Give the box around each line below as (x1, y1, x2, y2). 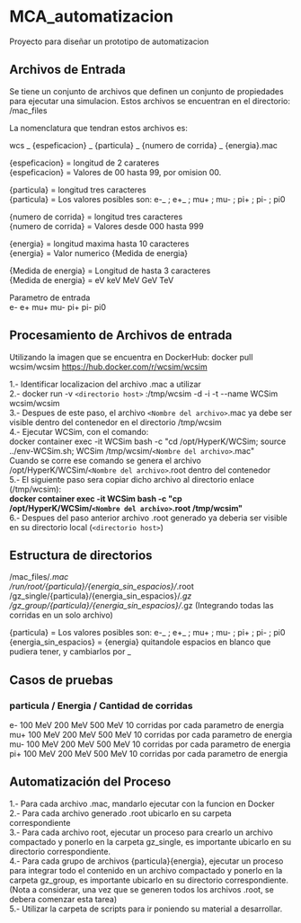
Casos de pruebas (9, 672, 114, 688)
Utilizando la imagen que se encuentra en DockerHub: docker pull (9, 351, 253, 362)
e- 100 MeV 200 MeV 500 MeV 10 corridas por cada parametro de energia (9, 720, 285, 731)
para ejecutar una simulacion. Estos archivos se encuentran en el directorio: (9, 95, 290, 106)
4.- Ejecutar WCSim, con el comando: (9, 426, 149, 437)
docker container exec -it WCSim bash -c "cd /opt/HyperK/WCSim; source (9, 436, 287, 447)
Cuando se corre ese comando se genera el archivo (9, 455, 202, 466)
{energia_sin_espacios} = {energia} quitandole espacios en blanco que (9, 636, 271, 648)
